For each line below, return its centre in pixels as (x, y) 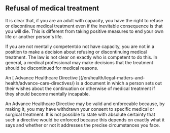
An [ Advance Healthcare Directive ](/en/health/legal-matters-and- (75, 77)
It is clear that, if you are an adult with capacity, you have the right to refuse (84, 20)
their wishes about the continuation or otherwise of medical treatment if (80, 88)
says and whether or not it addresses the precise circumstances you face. (83, 125)
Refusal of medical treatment (52, 8)
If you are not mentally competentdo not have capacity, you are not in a (80, 46)
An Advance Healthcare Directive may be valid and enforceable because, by (85, 104)
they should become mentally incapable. (48, 94)
